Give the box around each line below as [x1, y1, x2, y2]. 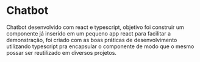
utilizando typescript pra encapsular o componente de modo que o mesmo [6, 43, 195, 50]
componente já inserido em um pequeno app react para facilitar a [6, 29, 171, 37]
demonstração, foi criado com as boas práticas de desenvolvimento [6, 36, 177, 43]
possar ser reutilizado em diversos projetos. [6, 49, 117, 56]
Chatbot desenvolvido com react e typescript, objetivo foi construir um [6, 23, 184, 31]
